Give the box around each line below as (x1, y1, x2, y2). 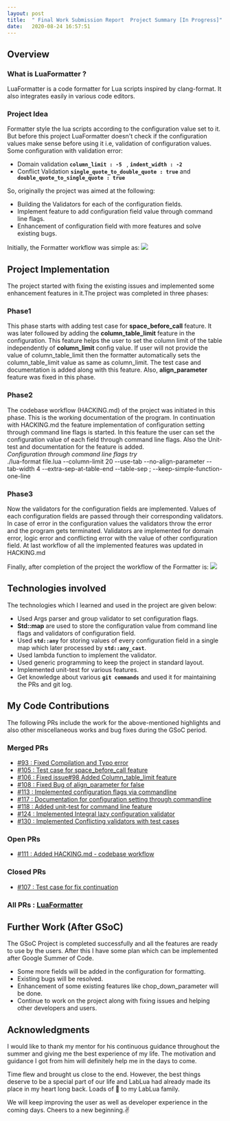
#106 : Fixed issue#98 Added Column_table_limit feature (16, 773, 177, 782)
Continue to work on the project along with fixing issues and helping (16, 996, 211, 1005)
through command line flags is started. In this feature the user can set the (7, 428, 215, 436)
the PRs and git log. (16, 680, 73, 689)
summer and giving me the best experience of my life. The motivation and (7, 1049, 216, 1058)
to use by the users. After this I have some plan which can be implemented (7, 947, 218, 955)
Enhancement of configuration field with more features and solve (16, 222, 201, 231)
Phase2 (7, 390, 33, 400)
